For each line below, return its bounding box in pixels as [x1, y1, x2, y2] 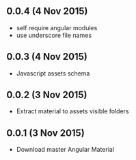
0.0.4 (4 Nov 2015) [6, 5, 88, 17]
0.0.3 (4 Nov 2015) [6, 51, 88, 62]
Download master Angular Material [16, 146, 114, 154]
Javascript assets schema [16, 69, 90, 78]
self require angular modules [16, 23, 98, 32]
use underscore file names [16, 31, 92, 39]
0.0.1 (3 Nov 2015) [6, 127, 85, 139]
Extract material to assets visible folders [16, 107, 129, 115]
